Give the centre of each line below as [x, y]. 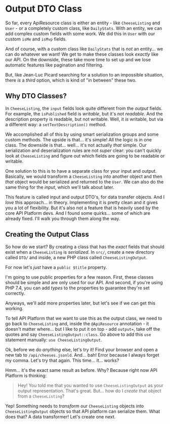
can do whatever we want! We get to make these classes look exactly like [82, 54]
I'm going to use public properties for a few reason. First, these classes [79, 277]
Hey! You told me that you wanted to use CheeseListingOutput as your [90, 385]
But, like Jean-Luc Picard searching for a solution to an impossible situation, [84, 74]
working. [14, 308]
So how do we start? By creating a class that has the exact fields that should [85, 247]
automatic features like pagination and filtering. [54, 65]
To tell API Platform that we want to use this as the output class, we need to [84, 318]
